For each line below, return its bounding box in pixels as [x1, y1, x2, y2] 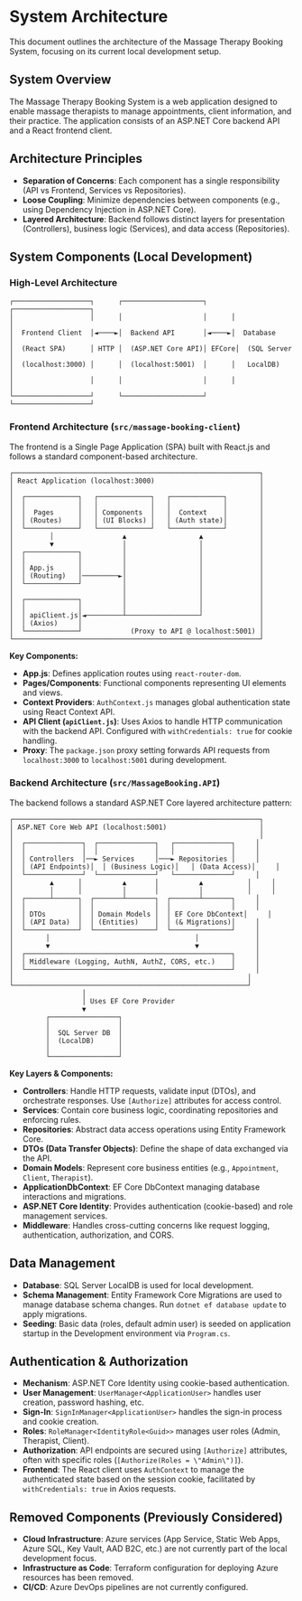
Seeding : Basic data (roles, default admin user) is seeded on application [22, 1318, 291, 1329]
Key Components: [9, 650, 78, 661]
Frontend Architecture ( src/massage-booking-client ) [9, 420, 241, 433]
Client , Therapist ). [22, 1172, 94, 1182]
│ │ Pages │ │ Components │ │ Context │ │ [9, 508, 264, 517]
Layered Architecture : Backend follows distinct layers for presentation [22, 213, 286, 224]
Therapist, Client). [22, 1436, 90, 1446]
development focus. [22, 1553, 97, 1564]
